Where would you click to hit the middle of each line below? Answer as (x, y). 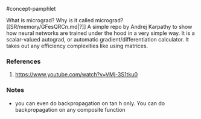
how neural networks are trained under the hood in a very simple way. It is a (101, 33)
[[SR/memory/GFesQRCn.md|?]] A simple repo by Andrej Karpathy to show (99, 27)
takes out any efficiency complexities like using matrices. (77, 46)
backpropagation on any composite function (70, 109)
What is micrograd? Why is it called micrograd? (65, 20)
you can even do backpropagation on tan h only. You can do (90, 103)
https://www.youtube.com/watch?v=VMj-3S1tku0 (76, 75)
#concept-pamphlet (31, 9)
